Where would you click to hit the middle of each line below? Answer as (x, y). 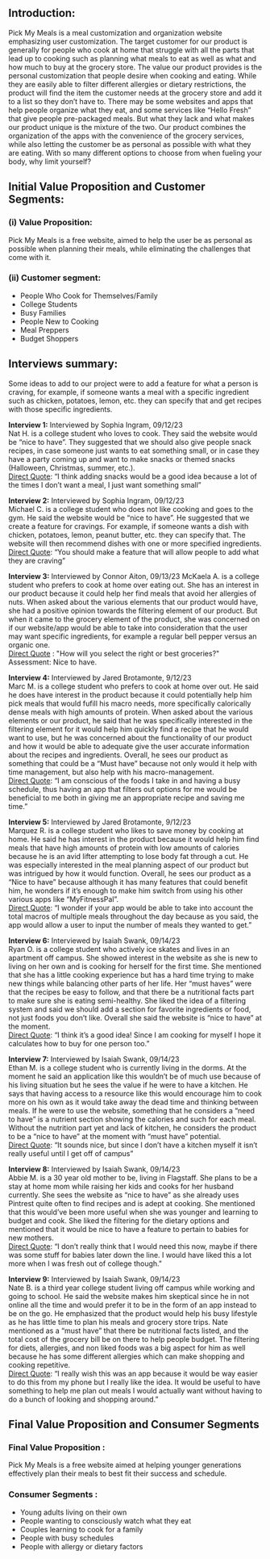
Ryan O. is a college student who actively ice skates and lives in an (119, 949)
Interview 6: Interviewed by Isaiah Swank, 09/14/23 (94, 941)
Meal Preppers (45, 329)
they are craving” (37, 560)
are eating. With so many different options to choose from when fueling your (135, 153)
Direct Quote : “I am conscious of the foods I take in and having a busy (125, 780)
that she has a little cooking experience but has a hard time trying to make (131, 974)
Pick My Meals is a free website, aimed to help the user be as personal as (130, 240)
